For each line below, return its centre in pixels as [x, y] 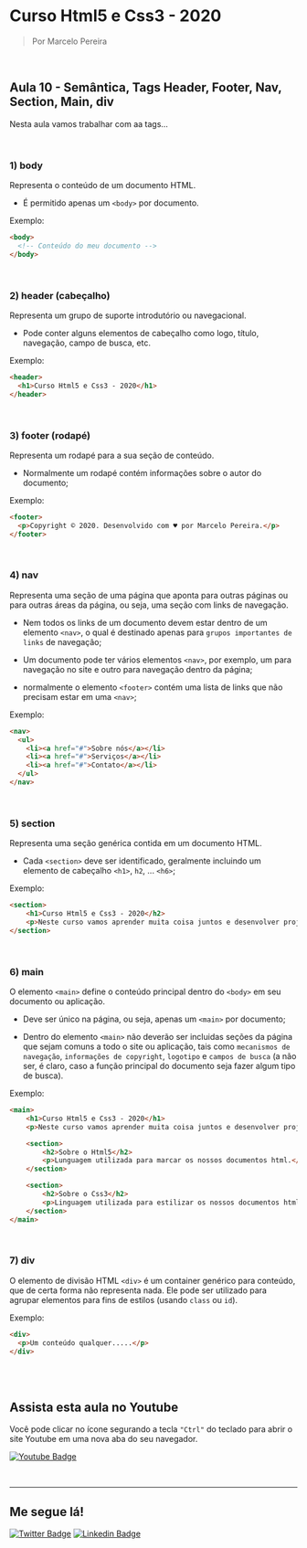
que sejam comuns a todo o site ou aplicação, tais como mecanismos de [156, 1046]
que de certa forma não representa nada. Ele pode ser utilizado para [138, 1290]
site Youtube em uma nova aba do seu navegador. [104, 1439]
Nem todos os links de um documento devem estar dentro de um [145, 622]
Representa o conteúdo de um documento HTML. [103, 186]
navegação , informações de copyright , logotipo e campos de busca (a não [159, 1056]
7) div [22, 1260]
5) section [32, 823]
